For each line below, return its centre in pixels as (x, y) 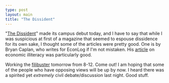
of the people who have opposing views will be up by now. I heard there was (85, 70)
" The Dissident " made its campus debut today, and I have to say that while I (84, 34)
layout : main (19, 15)
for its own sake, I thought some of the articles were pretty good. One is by (83, 44)
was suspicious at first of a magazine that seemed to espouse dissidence (81, 39)
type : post (17, 10)
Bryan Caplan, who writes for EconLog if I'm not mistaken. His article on (80, 50)
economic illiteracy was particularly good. (49, 55)
